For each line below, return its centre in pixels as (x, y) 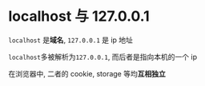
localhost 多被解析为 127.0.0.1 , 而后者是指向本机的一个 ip (103, 57)
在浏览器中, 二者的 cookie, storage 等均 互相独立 (87, 73)
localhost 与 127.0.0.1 (79, 16)
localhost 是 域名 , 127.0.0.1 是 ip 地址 (71, 40)
